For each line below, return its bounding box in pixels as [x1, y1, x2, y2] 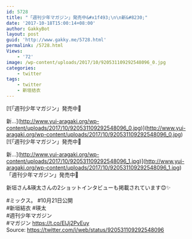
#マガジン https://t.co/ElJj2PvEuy [6, 219, 89, 226]
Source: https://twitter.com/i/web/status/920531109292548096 [6, 226, 164, 233]
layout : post [6, 31, 39, 37]
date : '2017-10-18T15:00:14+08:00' [6, 20, 96, 26]
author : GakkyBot [6, 25, 50, 32]
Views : [6, 48, 23, 54]
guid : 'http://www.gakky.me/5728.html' [6, 37, 107, 43]
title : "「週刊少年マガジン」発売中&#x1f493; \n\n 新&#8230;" [6, 14, 148, 21]
